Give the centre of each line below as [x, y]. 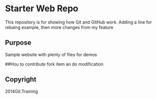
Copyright [21, 80]
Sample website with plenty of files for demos [51, 54]
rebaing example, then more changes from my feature [59, 27]
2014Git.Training [21, 91]
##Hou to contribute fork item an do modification [54, 64]
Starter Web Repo [42, 9]
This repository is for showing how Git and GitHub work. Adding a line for [78, 22]
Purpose [18, 43]
